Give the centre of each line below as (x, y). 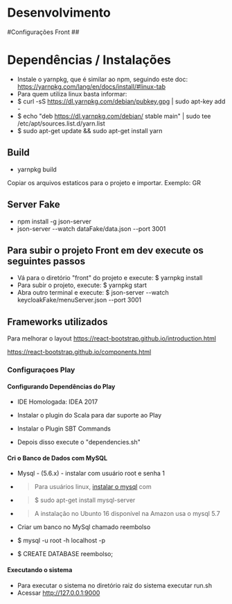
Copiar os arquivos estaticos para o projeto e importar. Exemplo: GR (104, 182)
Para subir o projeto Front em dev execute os (106, 250)
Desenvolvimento (59, 13)
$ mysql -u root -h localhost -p (61, 541)
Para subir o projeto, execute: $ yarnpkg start (82, 285)
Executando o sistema (40, 570)
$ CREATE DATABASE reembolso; (65, 554)
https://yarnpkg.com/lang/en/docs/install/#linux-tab (91, 86)
